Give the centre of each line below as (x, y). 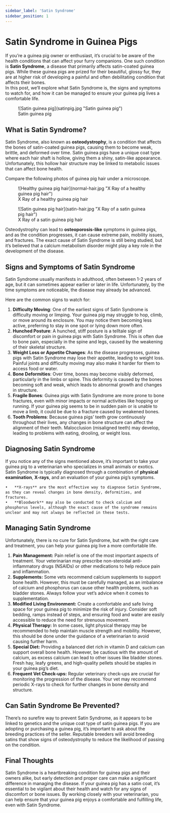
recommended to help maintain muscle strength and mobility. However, (87, 630)
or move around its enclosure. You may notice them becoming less (82, 320)
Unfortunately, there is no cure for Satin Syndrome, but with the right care (82, 540)
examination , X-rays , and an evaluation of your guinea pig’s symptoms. (80, 477)
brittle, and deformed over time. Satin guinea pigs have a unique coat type (83, 153)
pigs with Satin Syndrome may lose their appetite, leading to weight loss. (88, 358)
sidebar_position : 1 (27, 16)
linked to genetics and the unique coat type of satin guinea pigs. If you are (83, 723)
